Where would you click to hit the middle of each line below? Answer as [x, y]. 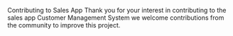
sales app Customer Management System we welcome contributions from [116, 18]
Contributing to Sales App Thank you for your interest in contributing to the [117, 10]
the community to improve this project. [64, 25]
